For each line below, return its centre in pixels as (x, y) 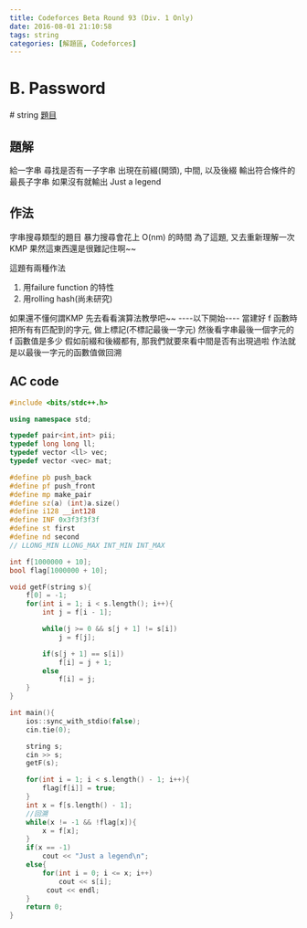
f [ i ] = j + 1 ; (85, 662)
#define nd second (44, 537)
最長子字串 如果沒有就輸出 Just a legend (85, 182)
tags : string (34, 35)
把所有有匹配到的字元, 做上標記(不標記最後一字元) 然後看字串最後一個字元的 (152, 329)
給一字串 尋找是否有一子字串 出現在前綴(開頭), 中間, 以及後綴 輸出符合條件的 (152, 170)
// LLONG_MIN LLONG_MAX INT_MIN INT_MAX (88, 545)
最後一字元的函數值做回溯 (73, 352)
